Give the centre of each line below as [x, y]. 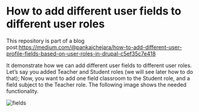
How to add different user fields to [94, 11]
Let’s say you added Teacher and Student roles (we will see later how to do [100, 71]
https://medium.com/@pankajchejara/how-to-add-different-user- [100, 47]
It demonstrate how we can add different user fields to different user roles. [99, 65]
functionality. [23, 91]
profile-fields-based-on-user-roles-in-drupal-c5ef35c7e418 [81, 53]
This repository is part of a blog [45, 41]
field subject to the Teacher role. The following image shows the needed [96, 84]
